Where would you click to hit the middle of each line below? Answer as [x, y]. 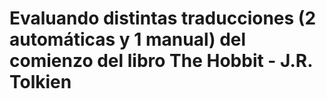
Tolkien [40, 82]
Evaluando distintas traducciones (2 [163, 18]
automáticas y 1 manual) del [128, 39]
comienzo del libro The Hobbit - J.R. [161, 61]
